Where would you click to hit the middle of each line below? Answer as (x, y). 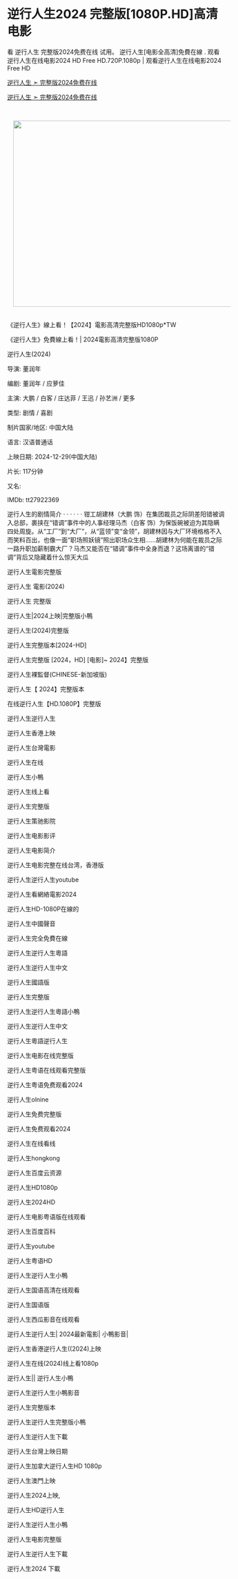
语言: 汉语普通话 (30, 441)
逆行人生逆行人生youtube (43, 880)
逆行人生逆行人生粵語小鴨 (43, 1011)
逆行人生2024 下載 (34, 1568)
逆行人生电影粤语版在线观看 (47, 1216)
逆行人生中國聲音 (31, 923)
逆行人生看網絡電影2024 (42, 894)
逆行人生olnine (28, 1099)
